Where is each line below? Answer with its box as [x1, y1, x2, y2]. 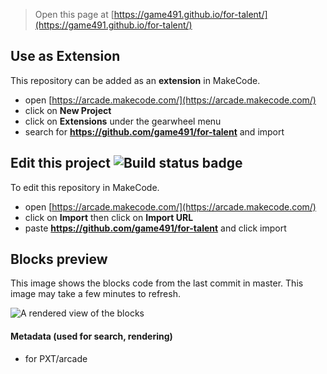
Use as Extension [10, 48, 121, 65]
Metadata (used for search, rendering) [10, 330, 173, 343]
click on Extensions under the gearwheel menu [24, 115, 222, 127]
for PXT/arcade [24, 352, 88, 364]
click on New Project [24, 104, 112, 116]
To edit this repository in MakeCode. [10, 181, 160, 193]
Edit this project [10, 155, 111, 172]
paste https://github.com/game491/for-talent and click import [24, 222, 287, 234]
